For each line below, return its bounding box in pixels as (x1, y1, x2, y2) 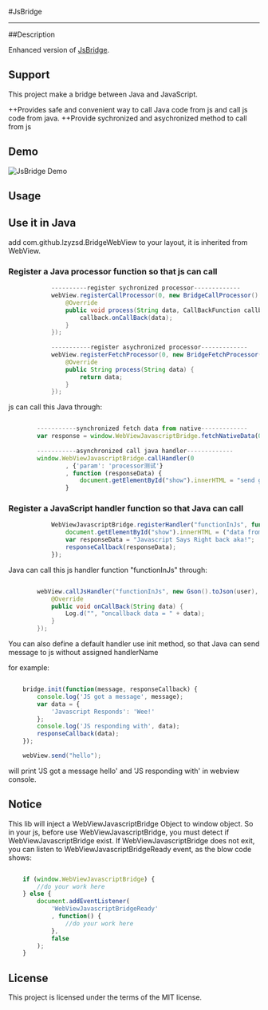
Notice (8, 798, 42, 811)
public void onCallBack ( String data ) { (50, 602, 183, 610)
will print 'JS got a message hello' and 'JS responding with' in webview (8, 766, 239, 775)
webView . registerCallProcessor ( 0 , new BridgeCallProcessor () (50, 291, 259, 299)
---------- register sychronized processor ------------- (50, 284, 241, 292)
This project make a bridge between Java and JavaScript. (8, 89, 198, 99)
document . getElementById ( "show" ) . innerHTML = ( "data (65, 528, 245, 537)
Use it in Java (8, 216, 77, 230)
